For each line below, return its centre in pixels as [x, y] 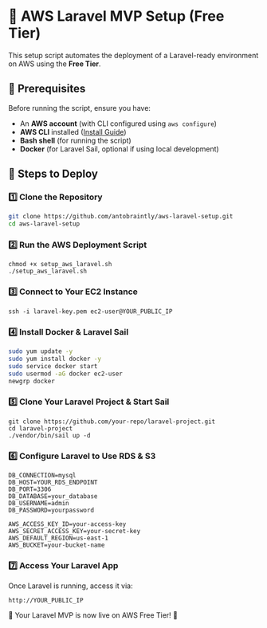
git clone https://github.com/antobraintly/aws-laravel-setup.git [121, 217]
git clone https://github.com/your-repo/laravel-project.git [112, 422]
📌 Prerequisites [47, 89]
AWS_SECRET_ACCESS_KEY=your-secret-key [75, 532]
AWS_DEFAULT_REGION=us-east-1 [59, 538]
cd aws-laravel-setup [44, 224]
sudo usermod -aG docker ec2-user [66, 374]
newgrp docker [32, 381]
